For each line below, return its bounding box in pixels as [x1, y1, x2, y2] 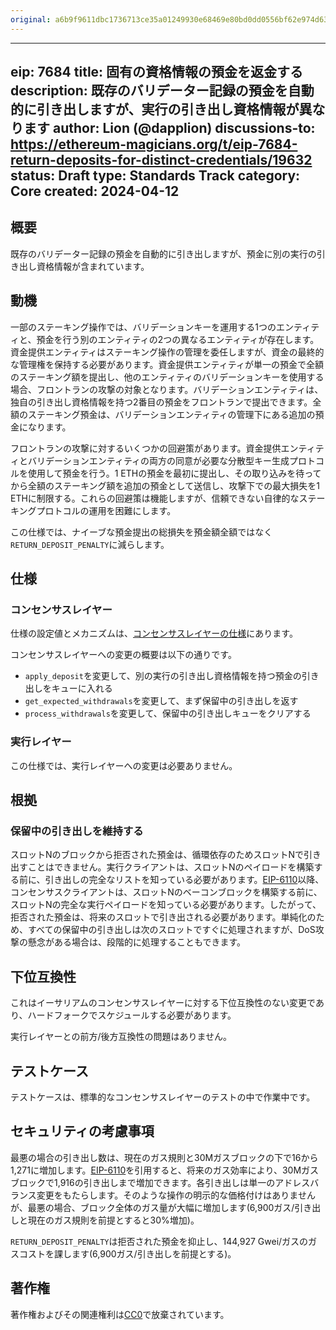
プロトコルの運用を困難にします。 [36, 504, 177, 516]
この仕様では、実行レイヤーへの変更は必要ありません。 [10, 759, 238, 771]
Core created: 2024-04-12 [10, 183, 180, 200]
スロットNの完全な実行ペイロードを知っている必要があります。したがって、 [10, 899, 322, 911]
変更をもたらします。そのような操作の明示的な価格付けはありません [36, 1189, 316, 1201]
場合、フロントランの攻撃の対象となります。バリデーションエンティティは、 [10, 383, 324, 395]
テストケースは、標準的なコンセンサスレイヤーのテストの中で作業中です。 [10, 1091, 316, 1103]
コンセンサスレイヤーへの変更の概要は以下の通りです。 [10, 649, 237, 661]
